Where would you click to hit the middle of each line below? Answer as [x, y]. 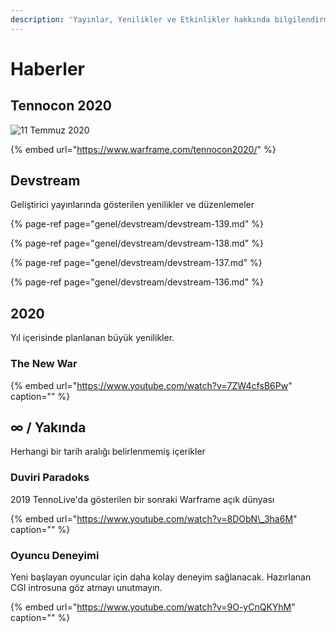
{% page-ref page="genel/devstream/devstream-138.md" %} [137, 243]
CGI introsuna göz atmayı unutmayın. [86, 587]
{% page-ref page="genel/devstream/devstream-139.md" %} [137, 224]
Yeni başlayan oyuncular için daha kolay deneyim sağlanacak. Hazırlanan [161, 577]
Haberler [48, 68]
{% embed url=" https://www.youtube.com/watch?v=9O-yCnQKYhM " [153, 607]
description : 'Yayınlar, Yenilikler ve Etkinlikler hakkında [140, 19]
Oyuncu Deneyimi [55, 555]
